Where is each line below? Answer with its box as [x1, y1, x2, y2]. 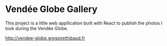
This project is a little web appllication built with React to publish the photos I [5, 20, 163, 26]
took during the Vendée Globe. [5, 25, 68, 31]
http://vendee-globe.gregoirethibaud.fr [5, 35, 86, 41]
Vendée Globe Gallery [5, 3, 98, 15]
